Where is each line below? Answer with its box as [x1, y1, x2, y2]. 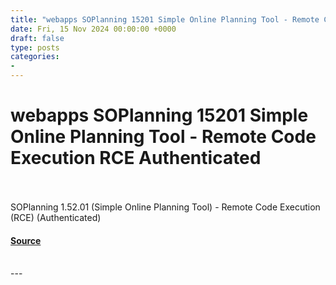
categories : [10, 52, 60, 62]
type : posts [10, 42, 60, 53]
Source [10, 234, 42, 246]
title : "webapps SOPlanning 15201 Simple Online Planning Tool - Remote [10, 14, 320, 25]
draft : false [10, 33, 65, 43]
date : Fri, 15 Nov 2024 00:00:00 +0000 [10, 24, 177, 34]
